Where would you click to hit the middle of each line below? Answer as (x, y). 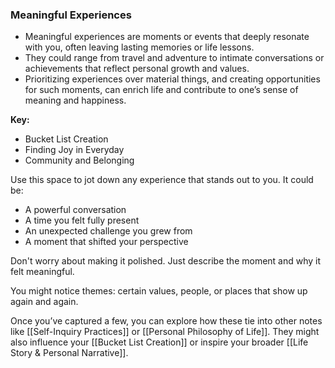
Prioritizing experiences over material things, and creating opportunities (172, 79)
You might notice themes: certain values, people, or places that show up (159, 291)
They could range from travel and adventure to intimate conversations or (174, 58)
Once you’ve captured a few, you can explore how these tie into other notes (166, 321)
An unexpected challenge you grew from (108, 231)
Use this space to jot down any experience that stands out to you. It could (162, 180)
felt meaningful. (42, 272)
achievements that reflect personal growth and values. (137, 69)
